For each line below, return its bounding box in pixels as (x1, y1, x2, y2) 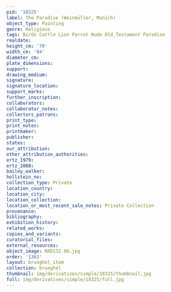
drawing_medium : (6, 72, 48, 78)
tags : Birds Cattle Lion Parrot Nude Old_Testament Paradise (6, 32, 166, 38)
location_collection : (6, 197, 62, 203)
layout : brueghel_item (6, 260, 64, 266)
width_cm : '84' (6, 49, 45, 55)
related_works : (6, 225, 45, 231)
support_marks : (6, 89, 45, 95)
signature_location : (6, 83, 59, 89)
